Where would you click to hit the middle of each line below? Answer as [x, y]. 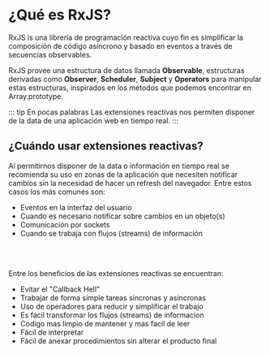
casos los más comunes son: [57, 192]
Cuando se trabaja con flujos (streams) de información [111, 233]
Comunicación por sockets [65, 224]
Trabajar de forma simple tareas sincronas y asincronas [113, 297]
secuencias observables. [50, 54]
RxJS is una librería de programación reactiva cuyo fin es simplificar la [126, 37]
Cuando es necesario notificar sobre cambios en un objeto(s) [122, 216]
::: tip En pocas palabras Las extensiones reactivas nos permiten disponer [132, 112]
